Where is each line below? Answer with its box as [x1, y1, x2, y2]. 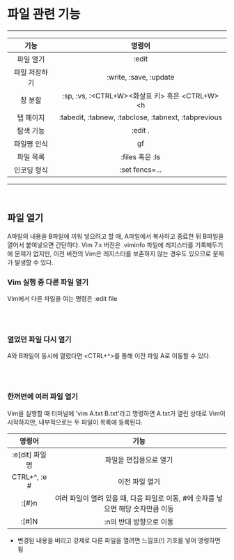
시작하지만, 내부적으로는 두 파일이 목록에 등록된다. [7, 418, 143, 426]
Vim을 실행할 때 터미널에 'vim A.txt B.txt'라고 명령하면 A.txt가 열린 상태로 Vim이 [7, 409, 226, 418]
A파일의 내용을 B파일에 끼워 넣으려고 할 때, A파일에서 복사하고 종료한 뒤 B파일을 [7, 232, 224, 240]
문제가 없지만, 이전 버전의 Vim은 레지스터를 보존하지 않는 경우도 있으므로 [14, 249, 211, 258]
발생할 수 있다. [14, 258, 54, 266]
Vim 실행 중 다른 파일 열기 [7, 277, 89, 287]
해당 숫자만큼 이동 [118, 503, 174, 513]
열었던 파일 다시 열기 [7, 334, 72, 344]
